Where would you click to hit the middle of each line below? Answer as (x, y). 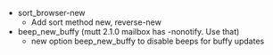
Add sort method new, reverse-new (96, 22)
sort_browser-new (52, 13)
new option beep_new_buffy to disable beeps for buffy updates (148, 41)
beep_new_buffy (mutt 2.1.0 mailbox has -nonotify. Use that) (128, 31)
